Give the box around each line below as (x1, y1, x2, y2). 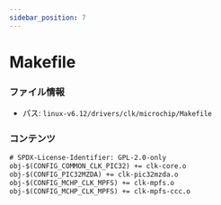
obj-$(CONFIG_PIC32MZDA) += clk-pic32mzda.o (9, 170, 179, 180)
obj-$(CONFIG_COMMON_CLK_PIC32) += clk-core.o (9, 162, 187, 171)
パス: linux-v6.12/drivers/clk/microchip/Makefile (22, 108, 213, 119)
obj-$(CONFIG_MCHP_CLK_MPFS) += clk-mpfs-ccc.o (9, 186, 191, 196)
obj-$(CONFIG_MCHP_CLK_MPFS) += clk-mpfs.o (9, 179, 175, 188)
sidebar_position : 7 (9, 13, 87, 22)
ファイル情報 (9, 85, 66, 98)
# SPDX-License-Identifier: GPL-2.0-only (9, 154, 167, 163)
